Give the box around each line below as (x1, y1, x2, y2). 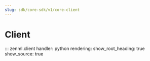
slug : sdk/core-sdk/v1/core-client (5, 7, 80, 12)
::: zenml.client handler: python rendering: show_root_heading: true (5, 45, 145, 51)
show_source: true (5, 50, 44, 56)
